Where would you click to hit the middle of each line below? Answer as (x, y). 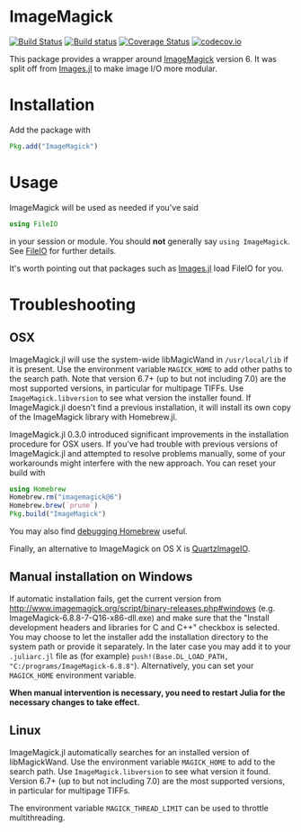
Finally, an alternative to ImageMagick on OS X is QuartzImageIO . (130, 549)
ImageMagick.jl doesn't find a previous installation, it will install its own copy (150, 407)
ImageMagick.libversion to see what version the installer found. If (130, 397)
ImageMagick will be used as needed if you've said (104, 207)
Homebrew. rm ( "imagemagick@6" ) (66, 497)
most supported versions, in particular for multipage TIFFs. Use (127, 388)
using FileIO (34, 224)
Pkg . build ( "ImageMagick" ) (58, 514)
